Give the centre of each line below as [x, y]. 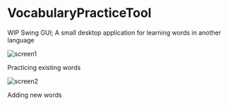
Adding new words [35, 95]
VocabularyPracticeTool [79, 13]
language [21, 40]
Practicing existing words [44, 67]
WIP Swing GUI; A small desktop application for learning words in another [114, 33]
